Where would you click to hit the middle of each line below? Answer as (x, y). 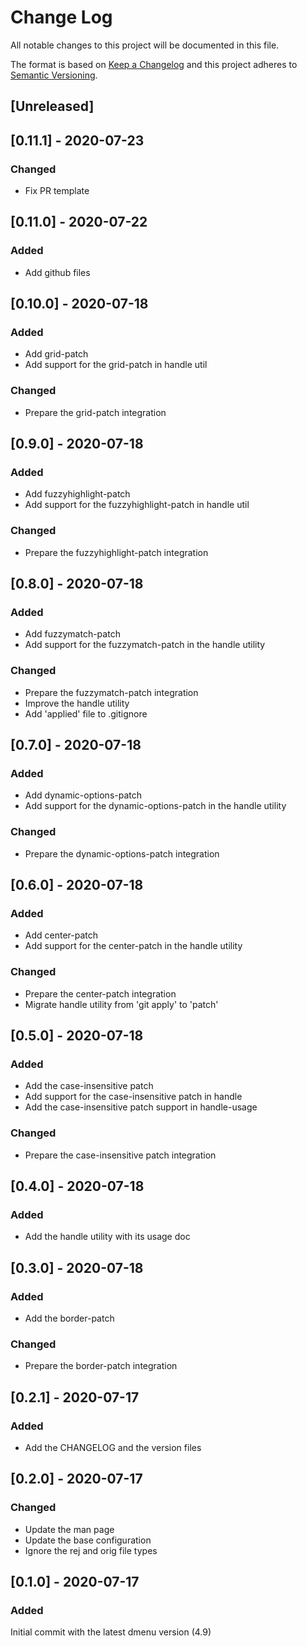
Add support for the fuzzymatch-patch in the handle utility (145, 645)
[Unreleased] (52, 106)
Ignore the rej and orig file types (91, 1550)
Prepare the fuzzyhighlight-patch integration (116, 552)
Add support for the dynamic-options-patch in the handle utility (155, 806)
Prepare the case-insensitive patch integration (120, 1155)
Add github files (57, 272)
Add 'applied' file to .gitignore (86, 713)
